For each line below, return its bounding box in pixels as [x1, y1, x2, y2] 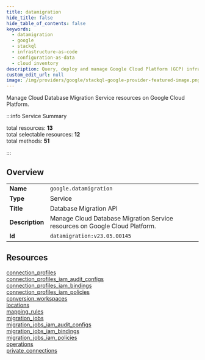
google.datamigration [49, 185, 113, 192]
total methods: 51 [6, 137, 50, 144]
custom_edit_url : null [6, 72, 64, 78]
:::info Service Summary [6, 113, 67, 120]
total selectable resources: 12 [6, 131, 81, 138]
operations [6, 340, 34, 348]
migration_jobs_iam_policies [6, 334, 77, 341]
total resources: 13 [6, 124, 53, 132]
